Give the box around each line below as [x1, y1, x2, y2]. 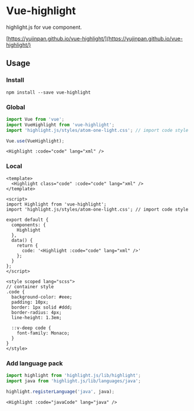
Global [6, 103, 25, 111]
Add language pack [6, 359, 63, 367]
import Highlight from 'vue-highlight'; [6, 201, 107, 207]
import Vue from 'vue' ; [6, 116, 65, 122]
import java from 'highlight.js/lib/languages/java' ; [6, 378, 142, 384]
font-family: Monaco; [17, 330, 70, 336]
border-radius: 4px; [11, 309, 62, 316]
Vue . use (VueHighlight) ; [6, 138, 65, 144]
